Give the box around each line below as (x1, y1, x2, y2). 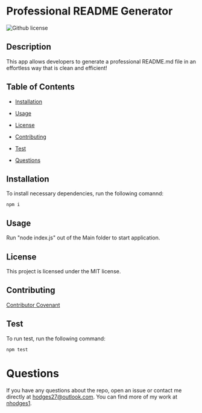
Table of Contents (6, 82, 75, 92)
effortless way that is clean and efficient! (6, 64, 107, 71)
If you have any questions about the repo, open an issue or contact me (6, 386, 182, 394)
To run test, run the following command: (6, 334, 106, 342)
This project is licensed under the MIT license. (6, 268, 121, 275)
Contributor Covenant (6, 301, 60, 308)
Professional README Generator (6, 4, 173, 18)
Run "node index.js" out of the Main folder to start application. (6, 234, 160, 241)
